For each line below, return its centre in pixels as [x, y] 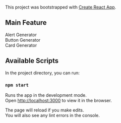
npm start [17, 85]
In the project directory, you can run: [42, 73]
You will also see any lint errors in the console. [53, 115]
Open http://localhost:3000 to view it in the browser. [59, 100]
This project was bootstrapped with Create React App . [61, 7]
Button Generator [23, 40]
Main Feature [26, 23]
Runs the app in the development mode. [46, 95]
